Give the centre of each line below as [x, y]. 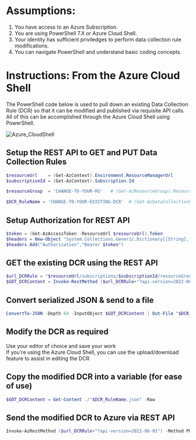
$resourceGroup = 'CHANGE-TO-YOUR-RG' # [60, 192]
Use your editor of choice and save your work [61, 346]
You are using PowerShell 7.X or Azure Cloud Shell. [76, 33]
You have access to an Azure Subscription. [66, 27]
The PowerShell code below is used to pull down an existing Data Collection [97, 104]
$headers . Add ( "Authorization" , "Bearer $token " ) [65, 244]
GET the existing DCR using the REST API [82, 263]
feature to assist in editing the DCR [48, 358]
